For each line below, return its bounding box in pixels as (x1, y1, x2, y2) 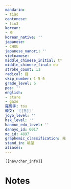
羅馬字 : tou (5, 104, 27, 109)
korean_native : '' (5, 35, 43, 40)
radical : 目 (5, 72, 29, 77)
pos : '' (5, 85, 21, 91)
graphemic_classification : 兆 (5, 136, 66, 141)
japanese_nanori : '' (5, 48, 47, 53)
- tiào (5, 12, 19, 17)
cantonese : (5, 16, 27, 21)
